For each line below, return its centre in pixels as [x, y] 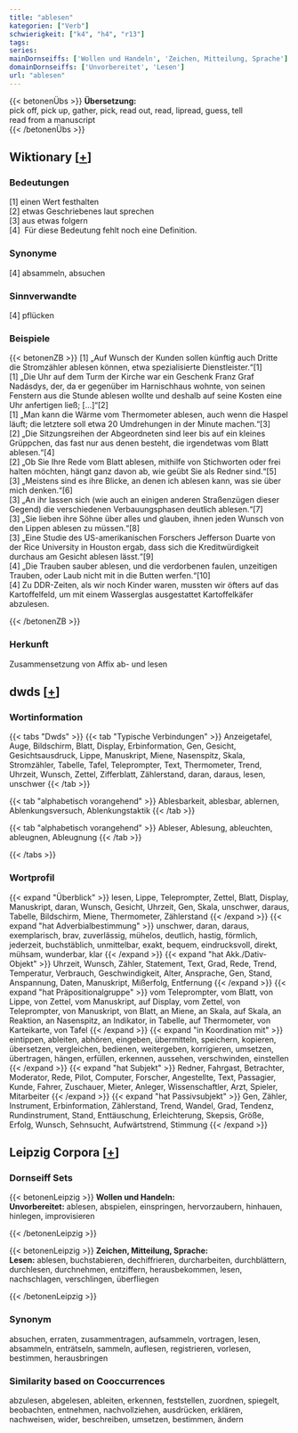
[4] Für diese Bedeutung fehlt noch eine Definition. [103, 230]
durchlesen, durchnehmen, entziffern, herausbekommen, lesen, [126, 1270]
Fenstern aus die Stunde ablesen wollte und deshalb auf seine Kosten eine [146, 396]
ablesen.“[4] [32, 453]
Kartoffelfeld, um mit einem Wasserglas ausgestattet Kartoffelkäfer [131, 594]
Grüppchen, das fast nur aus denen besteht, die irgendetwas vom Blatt [139, 443]
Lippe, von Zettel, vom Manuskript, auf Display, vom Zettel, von [125, 1001]
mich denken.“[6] [41, 490]
